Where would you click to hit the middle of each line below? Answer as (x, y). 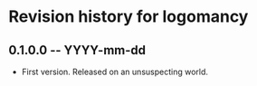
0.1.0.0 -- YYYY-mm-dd (77, 50)
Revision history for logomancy (128, 17)
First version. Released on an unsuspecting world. (115, 72)
